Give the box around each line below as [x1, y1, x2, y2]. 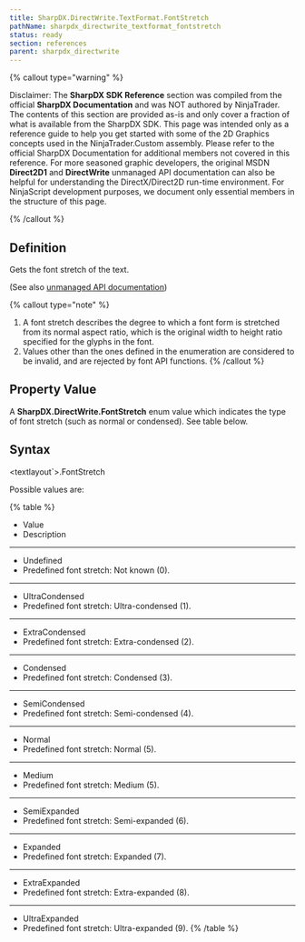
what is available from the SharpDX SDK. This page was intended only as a [9, 119, 290, 130]
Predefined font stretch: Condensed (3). [22, 672, 172, 683]
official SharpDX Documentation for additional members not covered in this [9, 147, 290, 159]
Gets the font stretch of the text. [9, 264, 130, 275]
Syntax [9, 442, 51, 457]
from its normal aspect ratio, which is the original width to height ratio [22, 326, 283, 337]
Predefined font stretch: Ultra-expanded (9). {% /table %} [22, 922, 239, 933]
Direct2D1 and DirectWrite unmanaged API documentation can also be [9, 167, 275, 178]
